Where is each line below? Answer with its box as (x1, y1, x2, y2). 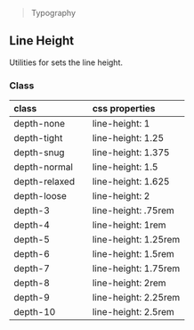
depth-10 (13, 306, 56, 318)
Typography (30, 8, 77, 18)
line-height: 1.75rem (92, 262, 181, 275)
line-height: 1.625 (92, 176, 170, 188)
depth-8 (13, 276, 51, 289)
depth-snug (13, 146, 65, 159)
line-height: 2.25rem (92, 292, 181, 304)
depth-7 (13, 262, 51, 275)
